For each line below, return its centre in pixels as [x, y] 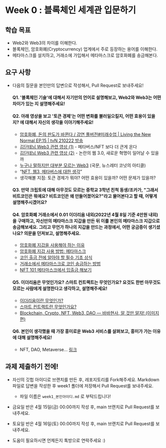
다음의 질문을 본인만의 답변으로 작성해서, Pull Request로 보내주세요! [78, 85]
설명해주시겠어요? [29, 202]
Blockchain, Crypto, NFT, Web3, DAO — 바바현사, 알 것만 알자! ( [83, 313]
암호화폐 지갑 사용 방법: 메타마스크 [53, 252]
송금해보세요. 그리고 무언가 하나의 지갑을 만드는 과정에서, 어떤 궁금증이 [80, 227]
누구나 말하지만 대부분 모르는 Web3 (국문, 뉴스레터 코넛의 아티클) [83, 165]
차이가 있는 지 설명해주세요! [39, 104]
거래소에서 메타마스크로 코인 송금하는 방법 [60, 264]
